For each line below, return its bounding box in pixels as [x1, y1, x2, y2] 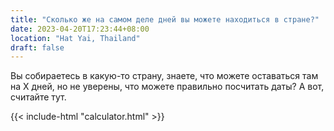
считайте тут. [10, 91, 67, 103]
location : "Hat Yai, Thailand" [10, 33, 141, 43]
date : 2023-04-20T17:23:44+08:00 [10, 24, 150, 34]
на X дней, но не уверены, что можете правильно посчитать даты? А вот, [10, 81, 325, 93]
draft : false [10, 42, 65, 53]
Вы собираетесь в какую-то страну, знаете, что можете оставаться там [10, 70, 319, 82]
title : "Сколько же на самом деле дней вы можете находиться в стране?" [10, 14, 320, 25]
